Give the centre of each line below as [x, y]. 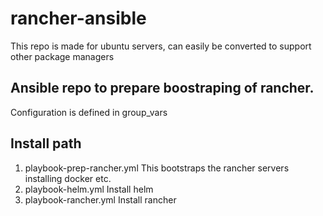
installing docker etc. [68, 178]
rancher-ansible [78, 18]
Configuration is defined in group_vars [89, 112]
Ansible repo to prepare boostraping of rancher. [162, 88]
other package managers [62, 56]
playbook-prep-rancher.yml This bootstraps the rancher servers [157, 168]
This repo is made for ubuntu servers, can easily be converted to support [161, 46]
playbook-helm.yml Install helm [89, 189]
